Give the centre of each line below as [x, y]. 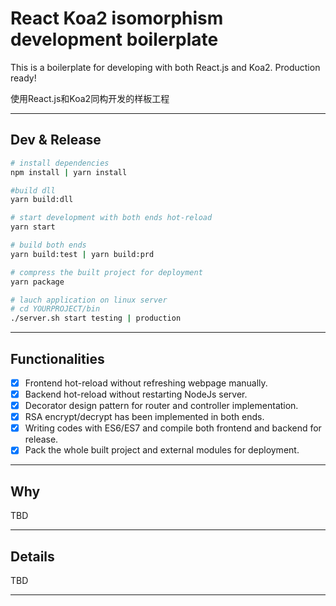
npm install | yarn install [69, 172]
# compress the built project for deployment [106, 272]
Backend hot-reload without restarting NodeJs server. [136, 394]
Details [32, 556]
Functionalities [57, 358]
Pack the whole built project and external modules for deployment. [162, 450]
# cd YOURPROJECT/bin [55, 309]
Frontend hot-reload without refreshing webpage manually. [146, 383]
